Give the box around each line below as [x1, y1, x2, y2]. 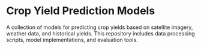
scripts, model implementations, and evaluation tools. [6, 36, 138, 43]
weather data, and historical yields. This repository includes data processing [6, 30, 195, 37]
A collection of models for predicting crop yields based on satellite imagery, [6, 24, 193, 31]
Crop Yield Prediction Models [6, 4, 155, 18]
